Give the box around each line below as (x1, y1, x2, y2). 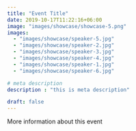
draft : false (7, 99, 44, 106)
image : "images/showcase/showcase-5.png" (7, 23, 127, 29)
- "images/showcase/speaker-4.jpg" (13, 55, 115, 62)
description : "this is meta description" (7, 86, 130, 93)
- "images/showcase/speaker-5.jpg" (13, 36, 115, 43)
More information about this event (7, 117, 103, 126)
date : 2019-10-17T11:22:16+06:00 (7, 16, 103, 23)
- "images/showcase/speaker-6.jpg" (13, 67, 115, 74)
